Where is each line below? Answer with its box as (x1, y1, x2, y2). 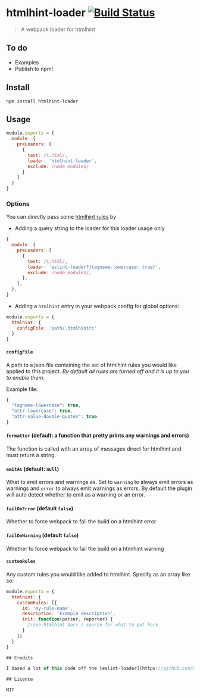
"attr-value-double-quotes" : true (11, 414, 97, 420)
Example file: (6, 385, 38, 393)
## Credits (6, 654, 33, 661)
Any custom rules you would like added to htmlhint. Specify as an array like (6, 570, 190, 578)
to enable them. (6, 374, 45, 381)
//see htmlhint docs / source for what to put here (27, 622, 159, 628)
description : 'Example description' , (21, 611, 116, 617)
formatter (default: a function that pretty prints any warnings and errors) (6, 432, 189, 439)
